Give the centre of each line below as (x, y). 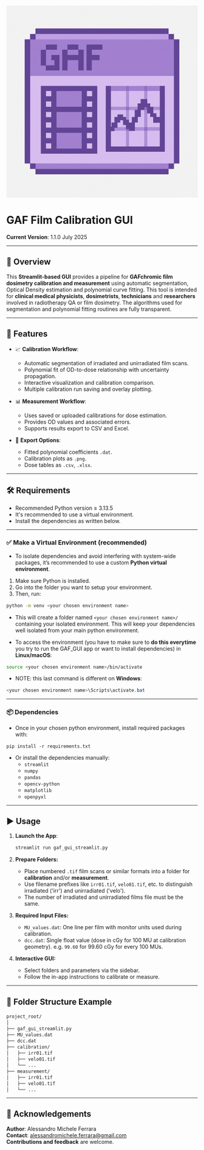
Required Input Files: (42, 916)
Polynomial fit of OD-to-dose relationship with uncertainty (97, 370)
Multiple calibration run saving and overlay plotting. (88, 389)
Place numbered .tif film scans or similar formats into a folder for (107, 871)
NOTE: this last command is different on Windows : (79, 679)
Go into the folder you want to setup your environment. (84, 587)
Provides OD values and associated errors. (78, 422)
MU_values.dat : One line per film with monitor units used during (103, 927)
